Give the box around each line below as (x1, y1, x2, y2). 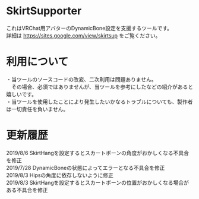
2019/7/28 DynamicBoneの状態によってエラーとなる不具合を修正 (6, 164, 165, 171)
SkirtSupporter (6, 4, 82, 18)
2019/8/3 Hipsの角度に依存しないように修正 (6, 171, 114, 179)
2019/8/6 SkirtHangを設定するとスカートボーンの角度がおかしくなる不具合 (6, 149, 189, 156)
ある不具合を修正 (6, 186, 48, 194)
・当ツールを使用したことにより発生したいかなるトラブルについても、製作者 (6, 98, 193, 105)
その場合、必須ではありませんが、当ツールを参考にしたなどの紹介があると (11, 83, 194, 90)
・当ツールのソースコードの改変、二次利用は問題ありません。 (6, 75, 157, 83)
